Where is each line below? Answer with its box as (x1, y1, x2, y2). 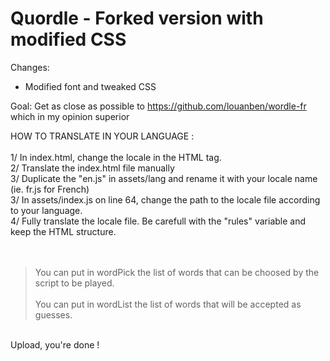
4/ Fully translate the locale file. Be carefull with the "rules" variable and (10, 215, 307, 227)
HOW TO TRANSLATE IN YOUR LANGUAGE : (10, 130, 195, 142)
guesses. (34, 308, 73, 321)
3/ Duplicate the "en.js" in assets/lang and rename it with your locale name (10, 172, 318, 184)
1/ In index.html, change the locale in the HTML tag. (10, 151, 222, 163)
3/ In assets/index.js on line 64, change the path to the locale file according (10, 193, 321, 206)
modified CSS (10, 28, 127, 51)
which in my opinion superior (10, 110, 130, 122)
